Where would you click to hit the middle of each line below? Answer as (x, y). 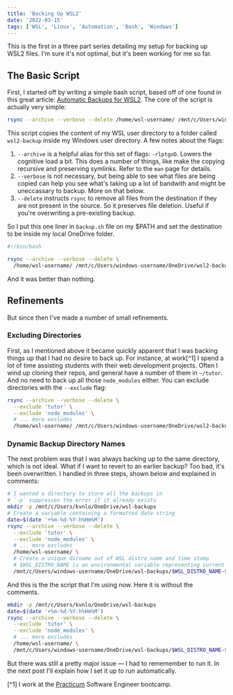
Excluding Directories (44, 336)
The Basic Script (43, 75)
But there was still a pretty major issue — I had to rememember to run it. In (113, 663)
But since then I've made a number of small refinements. (88, 318)
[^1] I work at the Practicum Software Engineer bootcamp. (89, 684)
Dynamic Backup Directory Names (67, 444)
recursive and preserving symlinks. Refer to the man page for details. (114, 169)
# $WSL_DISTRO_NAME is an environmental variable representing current (119, 565)
